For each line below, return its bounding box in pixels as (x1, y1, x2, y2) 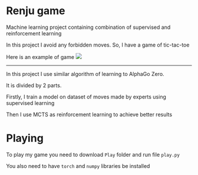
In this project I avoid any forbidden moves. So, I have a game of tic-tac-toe (6, 41, 190, 48)
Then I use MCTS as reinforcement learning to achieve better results (6, 111, 173, 118)
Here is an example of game (6, 53, 75, 60)
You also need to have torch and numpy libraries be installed (6, 162, 150, 169)
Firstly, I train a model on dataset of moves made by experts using (6, 93, 167, 100)
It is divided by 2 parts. (6, 81, 62, 89)
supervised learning (6, 99, 55, 107)
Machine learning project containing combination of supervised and (6, 24, 171, 31)
